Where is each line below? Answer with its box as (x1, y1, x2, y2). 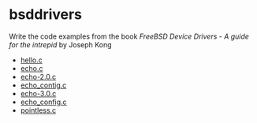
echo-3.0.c (20, 88, 57, 98)
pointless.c (20, 105, 57, 115)
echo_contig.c (20, 80, 67, 90)
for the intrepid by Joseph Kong (9, 39, 113, 49)
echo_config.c (20, 97, 67, 106)
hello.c (20, 55, 43, 65)
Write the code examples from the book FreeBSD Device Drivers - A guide (9, 32, 249, 41)
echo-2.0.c (20, 72, 57, 81)
